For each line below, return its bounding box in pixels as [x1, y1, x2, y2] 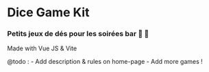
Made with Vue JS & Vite [7, 44, 77, 52]
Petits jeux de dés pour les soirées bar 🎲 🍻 [7, 29, 149, 39]
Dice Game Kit [7, 5, 90, 20]
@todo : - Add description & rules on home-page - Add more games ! [7, 58, 204, 66]
